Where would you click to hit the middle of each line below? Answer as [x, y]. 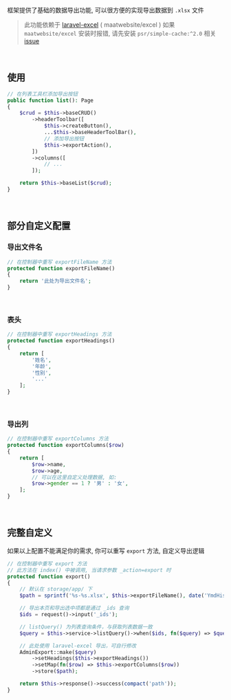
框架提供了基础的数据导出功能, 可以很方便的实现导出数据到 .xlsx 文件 [106, 10]
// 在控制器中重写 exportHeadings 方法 [59, 335]
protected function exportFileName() [61, 268]
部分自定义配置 [39, 226]
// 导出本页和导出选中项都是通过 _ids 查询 [74, 608]
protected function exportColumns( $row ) [66, 446]
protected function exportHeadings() [61, 341]
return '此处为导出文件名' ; [55, 281]
